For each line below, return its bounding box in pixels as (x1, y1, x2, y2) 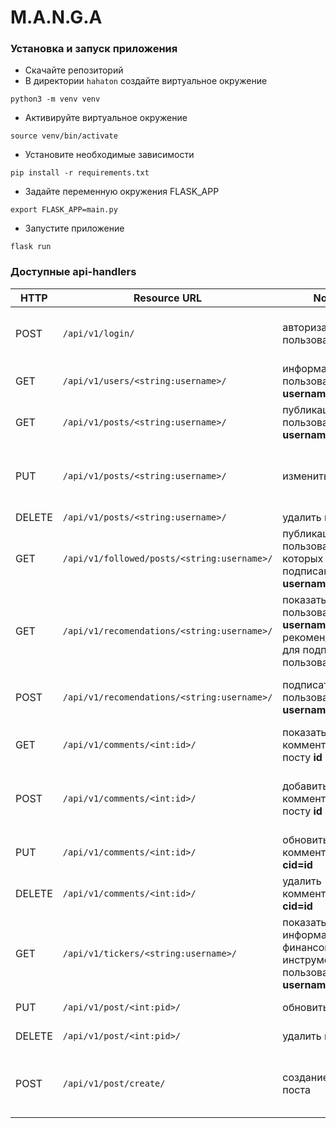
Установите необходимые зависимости (24, 149, 195, 161)
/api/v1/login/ (62, 327, 135, 339)
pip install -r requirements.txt (10, 168, 150, 178)
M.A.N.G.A (10, 6, 103, 29)
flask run (10, 242, 52, 252)
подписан (282, 564, 330, 578)
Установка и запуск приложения (10, 42, 178, 56)
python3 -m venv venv (10, 94, 101, 105)
